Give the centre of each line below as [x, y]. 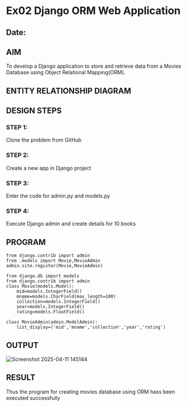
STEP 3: [18, 183]
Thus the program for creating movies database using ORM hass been [91, 392]
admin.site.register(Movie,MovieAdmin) [55, 266]
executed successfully [33, 398]
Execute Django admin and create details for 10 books [71, 224]
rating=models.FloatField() [51, 312]
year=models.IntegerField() [51, 307]
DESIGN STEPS [34, 111]
